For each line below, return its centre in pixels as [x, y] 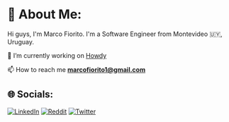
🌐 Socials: [30, 94]
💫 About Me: [45, 14]
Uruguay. [21, 42]
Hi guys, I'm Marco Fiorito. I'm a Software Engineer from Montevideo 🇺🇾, [115, 34]
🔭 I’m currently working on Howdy [57, 55]
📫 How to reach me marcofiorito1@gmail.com [77, 69]
